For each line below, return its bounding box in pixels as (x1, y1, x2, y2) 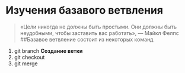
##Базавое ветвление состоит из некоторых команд (20, 36, 154, 43)
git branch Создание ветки (14, 47, 83, 54)
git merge (14, 60, 38, 67)
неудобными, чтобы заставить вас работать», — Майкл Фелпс (20, 29, 179, 36)
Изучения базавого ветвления (5, 4, 164, 17)
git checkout (14, 53, 45, 61)
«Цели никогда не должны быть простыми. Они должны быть (20, 23, 177, 30)
